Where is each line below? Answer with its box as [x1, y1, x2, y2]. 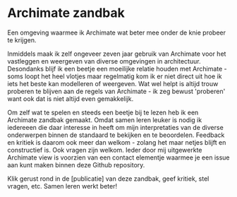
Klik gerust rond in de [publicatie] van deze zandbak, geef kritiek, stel [7, 174, 209, 183]
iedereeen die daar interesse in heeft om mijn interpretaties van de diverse [7, 123, 224, 131]
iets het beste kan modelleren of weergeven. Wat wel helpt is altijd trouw [7, 79, 219, 88]
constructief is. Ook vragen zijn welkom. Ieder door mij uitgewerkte [7, 145, 202, 154]
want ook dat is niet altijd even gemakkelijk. [7, 94, 134, 103]
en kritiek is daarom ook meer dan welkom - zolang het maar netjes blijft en [7, 138, 226, 146]
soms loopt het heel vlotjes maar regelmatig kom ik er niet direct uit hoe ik [7, 72, 222, 80]
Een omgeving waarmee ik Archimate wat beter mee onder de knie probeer [7, 28, 226, 37]
